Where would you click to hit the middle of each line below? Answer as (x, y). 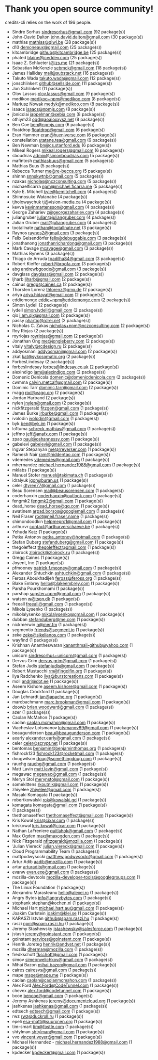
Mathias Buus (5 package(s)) (41, 165)
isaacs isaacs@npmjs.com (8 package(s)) (54, 109)
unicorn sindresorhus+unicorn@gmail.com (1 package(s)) (69, 655)
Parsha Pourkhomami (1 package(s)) (48, 588)
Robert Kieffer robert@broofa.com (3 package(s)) (61, 263)
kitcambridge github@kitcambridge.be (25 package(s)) (67, 52)
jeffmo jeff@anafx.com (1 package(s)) (50, 434)
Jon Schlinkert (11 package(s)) (42, 88)
